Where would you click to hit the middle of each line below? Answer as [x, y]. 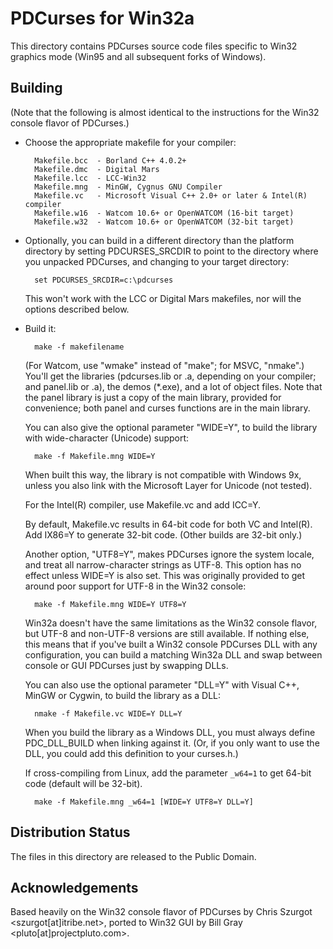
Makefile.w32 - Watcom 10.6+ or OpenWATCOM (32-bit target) [164, 222]
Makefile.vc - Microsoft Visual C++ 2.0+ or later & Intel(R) [171, 195]
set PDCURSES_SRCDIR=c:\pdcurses [104, 280]
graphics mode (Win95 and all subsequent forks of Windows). [138, 56]
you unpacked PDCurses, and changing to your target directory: [157, 261]
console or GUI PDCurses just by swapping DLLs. [126, 665]
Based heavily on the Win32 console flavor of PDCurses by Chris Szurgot [161, 912]
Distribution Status [70, 832]
